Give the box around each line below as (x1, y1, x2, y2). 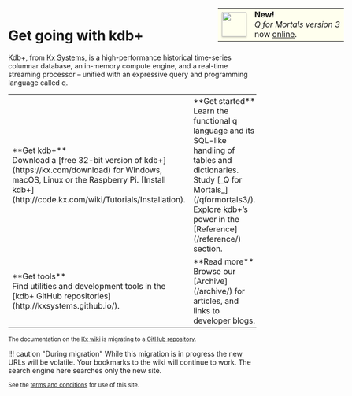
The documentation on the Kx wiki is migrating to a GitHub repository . (8, 335, 197, 343)
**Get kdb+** (12, 145, 67, 156)
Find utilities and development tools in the (12, 280, 166, 291)
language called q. (8, 78, 69, 87)
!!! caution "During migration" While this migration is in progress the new (8, 349, 243, 358)
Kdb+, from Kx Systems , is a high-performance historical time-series (8, 53, 232, 62)
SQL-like (193, 135, 227, 146)
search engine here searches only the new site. (8, 365, 162, 375)
